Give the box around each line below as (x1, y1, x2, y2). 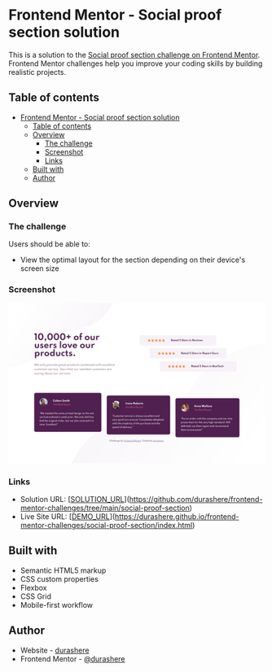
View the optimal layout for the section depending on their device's (20, 255, 246, 265)
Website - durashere (20, 645, 90, 655)
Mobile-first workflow (20, 600, 94, 609)
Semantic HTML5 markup (20, 565, 107, 575)
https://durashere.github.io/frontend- (114, 512, 239, 521)
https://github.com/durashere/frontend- (129, 495, 263, 504)
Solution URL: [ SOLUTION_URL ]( (20, 495, 130, 504)
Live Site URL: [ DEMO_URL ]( (20, 512, 116, 521)
